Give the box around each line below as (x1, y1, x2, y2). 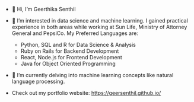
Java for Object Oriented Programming (20, 60, 116, 67)
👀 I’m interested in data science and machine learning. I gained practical (11, 17, 188, 24)
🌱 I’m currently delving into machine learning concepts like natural (11, 72, 174, 78)
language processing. (11, 78, 65, 85)
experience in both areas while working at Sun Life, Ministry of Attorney (11, 24, 187, 30)
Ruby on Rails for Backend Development (20, 47, 119, 55)
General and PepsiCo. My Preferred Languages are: (11, 30, 138, 37)
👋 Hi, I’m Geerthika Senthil (11, 6, 76, 12)
